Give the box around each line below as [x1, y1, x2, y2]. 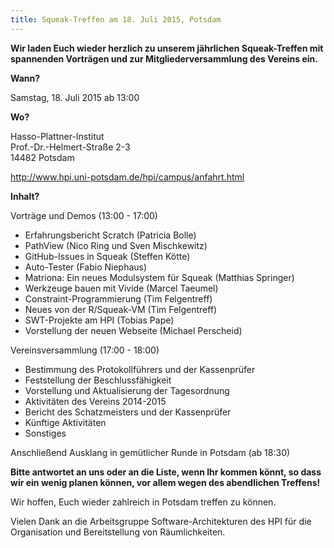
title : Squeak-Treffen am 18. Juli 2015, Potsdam [10, 14, 222, 25]
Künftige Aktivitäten [24, 416, 107, 428]
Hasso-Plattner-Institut [10, 130, 105, 142]
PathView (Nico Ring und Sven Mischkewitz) [24, 239, 208, 251]
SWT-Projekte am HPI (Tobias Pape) [24, 314, 175, 326]
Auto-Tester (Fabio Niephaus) [24, 261, 148, 273]
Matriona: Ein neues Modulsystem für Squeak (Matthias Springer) [24, 271, 295, 283]
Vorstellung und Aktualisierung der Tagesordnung [24, 384, 230, 396]
